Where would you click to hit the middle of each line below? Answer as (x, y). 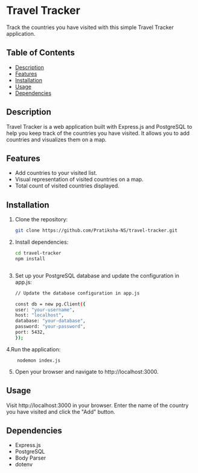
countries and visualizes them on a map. (56, 139)
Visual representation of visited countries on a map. (79, 180)
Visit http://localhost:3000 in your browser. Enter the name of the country (97, 405)
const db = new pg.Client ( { (50, 304)
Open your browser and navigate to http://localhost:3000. (87, 371)
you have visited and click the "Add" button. (61, 411)
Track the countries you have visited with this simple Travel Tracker (90, 27)
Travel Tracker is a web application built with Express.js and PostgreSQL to (99, 126)
